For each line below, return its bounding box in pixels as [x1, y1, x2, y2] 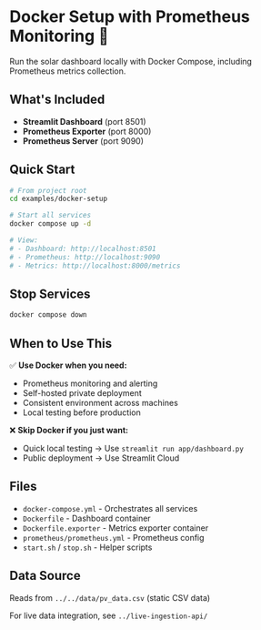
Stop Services [9, 286, 91, 301]
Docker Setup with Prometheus [9, 6, 250, 27]
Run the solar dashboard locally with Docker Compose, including [9, 56, 253, 66]
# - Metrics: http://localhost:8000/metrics [9, 261, 181, 270]
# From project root [9, 186, 88, 195]
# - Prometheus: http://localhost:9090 [9, 252, 161, 261]
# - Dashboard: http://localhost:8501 [9, 244, 156, 253]
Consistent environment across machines [22, 398, 179, 409]
